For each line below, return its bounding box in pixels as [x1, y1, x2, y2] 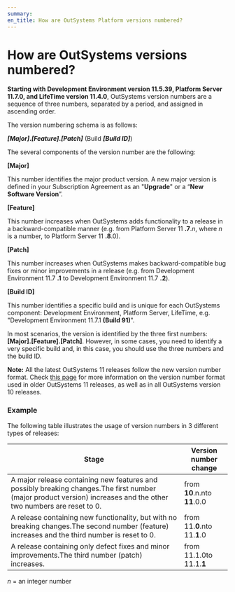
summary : [7, 10, 33, 18]
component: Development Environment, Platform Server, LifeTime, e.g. [7, 309, 211, 317]
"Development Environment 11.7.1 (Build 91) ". [7, 316, 135, 324]
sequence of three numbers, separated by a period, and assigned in [7, 99, 204, 109]
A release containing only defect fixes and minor [10, 541, 170, 551]
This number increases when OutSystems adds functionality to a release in [7, 217, 224, 226]
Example [7, 406, 38, 415]
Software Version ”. [7, 190, 63, 198]
